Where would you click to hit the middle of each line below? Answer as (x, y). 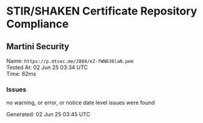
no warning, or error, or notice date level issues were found (81, 103)
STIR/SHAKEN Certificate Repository (102, 11)
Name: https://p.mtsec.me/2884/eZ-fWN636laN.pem (70, 61)
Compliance (37, 24)
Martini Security (38, 46)
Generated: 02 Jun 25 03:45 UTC (48, 115)
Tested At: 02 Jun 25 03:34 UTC (47, 67)
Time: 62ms (21, 74)
